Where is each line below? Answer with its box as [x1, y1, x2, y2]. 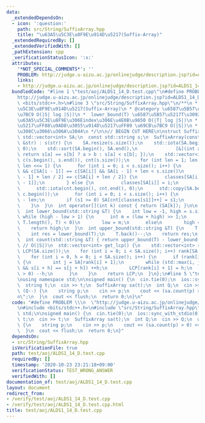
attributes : [12, 60, 43, 66]
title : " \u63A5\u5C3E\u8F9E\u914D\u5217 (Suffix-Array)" [17, 32, 163, 38]
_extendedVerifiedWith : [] [12, 43, 81, 50]
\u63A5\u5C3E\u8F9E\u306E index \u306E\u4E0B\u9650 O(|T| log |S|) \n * [17, 117, 198, 123]
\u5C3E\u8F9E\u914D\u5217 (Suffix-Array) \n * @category [17, 105, 160, 112]
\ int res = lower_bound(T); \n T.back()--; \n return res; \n [17, 231, 198, 237]
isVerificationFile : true [12, 345, 78, 351]
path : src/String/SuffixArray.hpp [17, 26, 105, 32]
